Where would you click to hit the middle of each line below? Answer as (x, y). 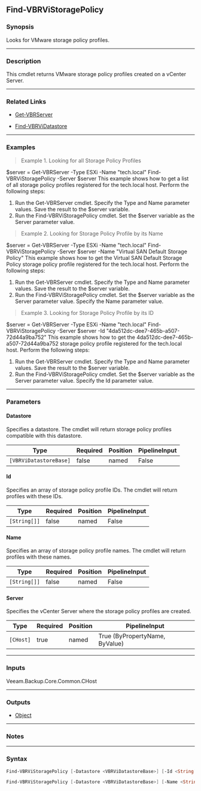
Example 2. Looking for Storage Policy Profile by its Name (92, 234)
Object (23, 715)
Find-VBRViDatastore (41, 126)
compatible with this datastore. (44, 435)
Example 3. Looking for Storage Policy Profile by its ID (87, 313)
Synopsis (20, 27)
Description (24, 61)
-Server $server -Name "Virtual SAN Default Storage (122, 251)
